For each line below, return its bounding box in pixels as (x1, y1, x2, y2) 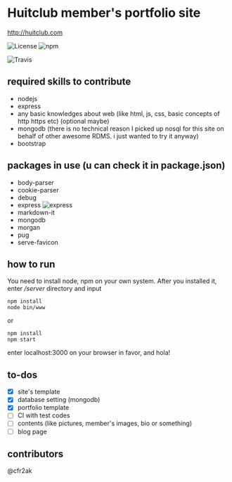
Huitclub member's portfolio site (7, 5, 201, 21)
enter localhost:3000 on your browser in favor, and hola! (7, 349, 171, 357)
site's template (17, 388, 60, 396)
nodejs (17, 94, 37, 103)
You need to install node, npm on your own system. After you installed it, (7, 277, 217, 285)
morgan (17, 223, 41, 231)
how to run (7, 258, 56, 270)
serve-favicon (17, 237, 58, 247)
